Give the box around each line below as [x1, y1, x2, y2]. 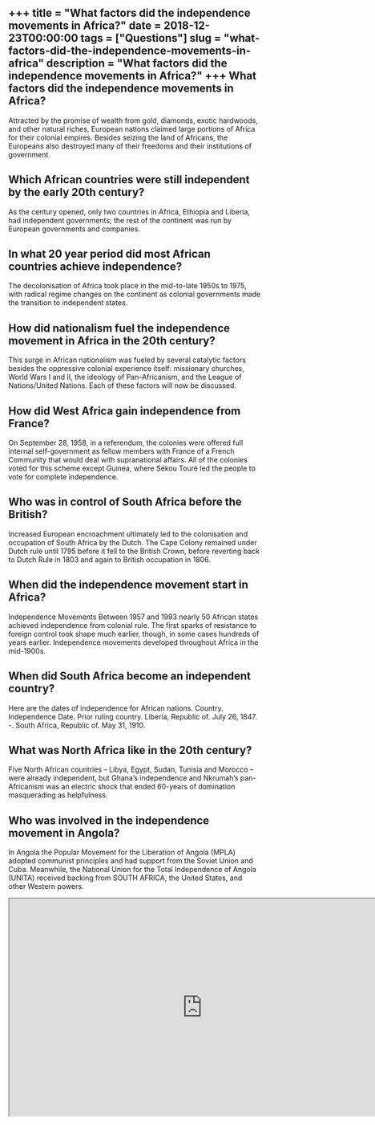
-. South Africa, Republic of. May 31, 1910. [8, 720, 146, 730]
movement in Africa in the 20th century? [8, 333, 216, 348]
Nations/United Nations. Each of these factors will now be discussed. [8, 381, 237, 390]
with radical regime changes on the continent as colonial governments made [8, 289, 261, 300]
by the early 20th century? [8, 185, 145, 199]
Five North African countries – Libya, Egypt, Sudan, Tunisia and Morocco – [8, 764, 254, 774]
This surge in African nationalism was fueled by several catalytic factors [8, 355, 247, 365]
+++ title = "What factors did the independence [8, 6, 251, 20]
